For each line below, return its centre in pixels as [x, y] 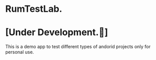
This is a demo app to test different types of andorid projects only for [78, 47]
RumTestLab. [34, 9]
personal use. [20, 52]
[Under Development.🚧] [57, 33]
